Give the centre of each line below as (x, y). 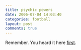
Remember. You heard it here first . (41, 42)
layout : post (19, 24)
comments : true (21, 28)
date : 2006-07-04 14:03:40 (33, 14)
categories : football (28, 19)
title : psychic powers (29, 10)
